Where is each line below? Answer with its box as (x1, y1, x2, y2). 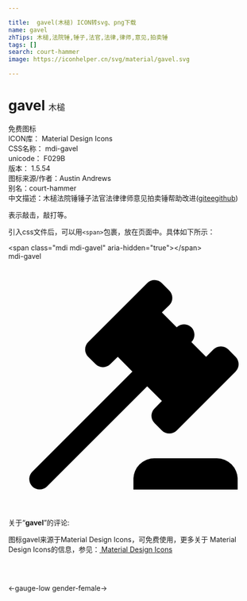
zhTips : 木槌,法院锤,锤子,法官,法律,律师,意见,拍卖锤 (8, 33, 168, 41)
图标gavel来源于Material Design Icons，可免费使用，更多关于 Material (8, 534, 237, 544)
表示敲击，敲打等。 (8, 210, 71, 219)
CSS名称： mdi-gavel (8, 144, 79, 153)
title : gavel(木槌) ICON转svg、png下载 (8, 18, 137, 26)
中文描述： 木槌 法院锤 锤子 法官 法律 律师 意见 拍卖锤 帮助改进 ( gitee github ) (8, 193, 238, 202)
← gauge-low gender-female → (8, 583, 108, 592)
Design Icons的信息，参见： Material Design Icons (8, 545, 173, 554)
